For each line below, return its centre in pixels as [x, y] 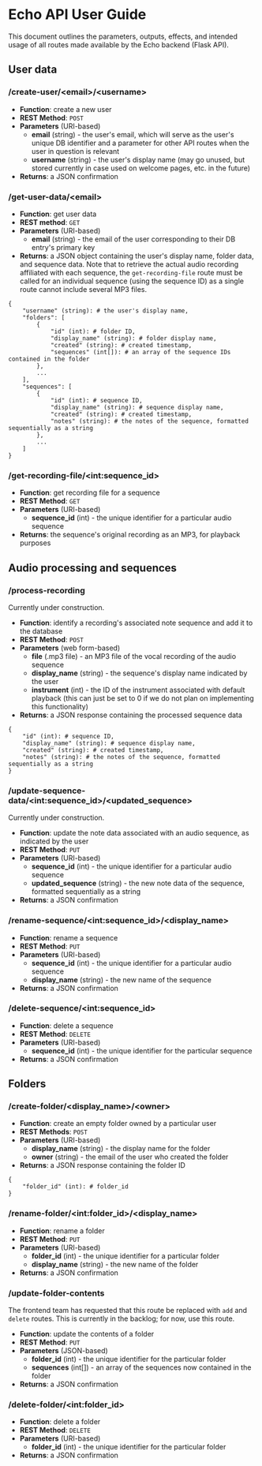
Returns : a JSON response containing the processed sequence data [131, 715]
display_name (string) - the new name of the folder [115, 1264]
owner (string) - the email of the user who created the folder [130, 1157]
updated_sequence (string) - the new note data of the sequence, [138, 883]
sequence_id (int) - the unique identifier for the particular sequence [142, 1050]
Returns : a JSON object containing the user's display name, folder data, [137, 256]
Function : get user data [58, 214]
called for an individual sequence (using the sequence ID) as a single [132, 281]
